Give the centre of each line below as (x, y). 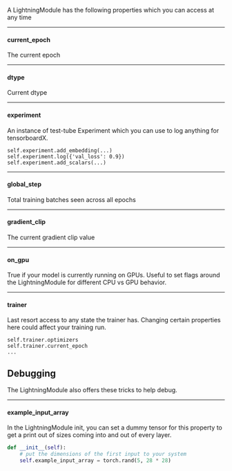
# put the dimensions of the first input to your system (103, 454)
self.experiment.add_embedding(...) (60, 150)
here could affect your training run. (57, 327)
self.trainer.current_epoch (48, 346)
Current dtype (27, 93)
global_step (25, 184)
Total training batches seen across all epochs (71, 199)
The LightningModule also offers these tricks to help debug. (92, 390)
